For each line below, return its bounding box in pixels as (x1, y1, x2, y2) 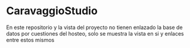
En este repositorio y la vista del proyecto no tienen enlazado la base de (6, 24, 183, 31)
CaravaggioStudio (6, 4, 98, 18)
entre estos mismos (6, 36, 55, 43)
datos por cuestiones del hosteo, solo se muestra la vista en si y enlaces (6, 30, 184, 37)
